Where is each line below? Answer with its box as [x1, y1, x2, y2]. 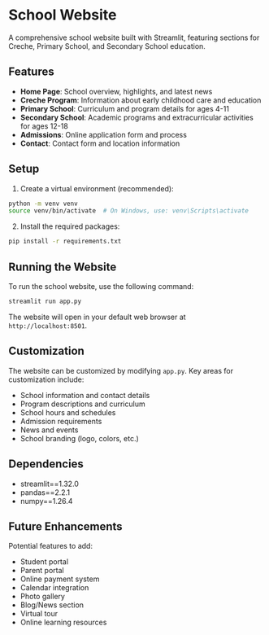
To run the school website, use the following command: [8, 282, 194, 291]
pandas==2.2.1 [20, 487, 71, 497]
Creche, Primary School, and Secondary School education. [8, 41, 206, 50]
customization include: [8, 374, 85, 384]
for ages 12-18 [20, 120, 69, 131]
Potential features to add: [8, 541, 93, 551]
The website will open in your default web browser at [8, 312, 186, 322]
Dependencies [8, 458, 84, 471]
